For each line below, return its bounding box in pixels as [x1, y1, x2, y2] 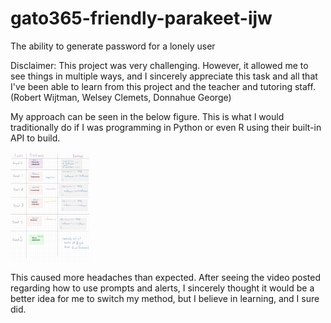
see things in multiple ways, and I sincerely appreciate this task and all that [10, 70, 318, 82]
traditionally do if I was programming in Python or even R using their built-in [10, 121, 322, 133]
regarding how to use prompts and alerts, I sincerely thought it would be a [10, 282, 315, 294]
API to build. [10, 132, 61, 144]
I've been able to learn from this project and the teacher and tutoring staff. [10, 80, 316, 92]
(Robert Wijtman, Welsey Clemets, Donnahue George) [10, 91, 232, 103]
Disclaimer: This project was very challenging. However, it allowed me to [10, 59, 309, 71]
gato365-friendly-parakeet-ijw [10, 7, 273, 30]
